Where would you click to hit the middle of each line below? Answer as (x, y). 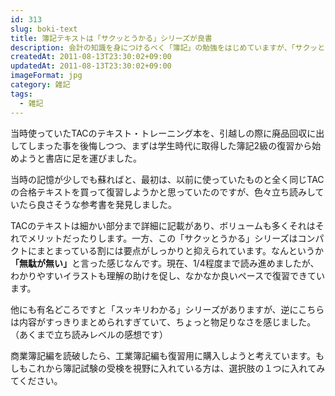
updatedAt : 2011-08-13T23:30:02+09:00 (91, 66)
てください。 (36, 380)
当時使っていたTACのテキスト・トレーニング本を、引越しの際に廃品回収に (163, 133)
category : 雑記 (40, 85)
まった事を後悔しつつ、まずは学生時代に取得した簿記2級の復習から (174, 145)
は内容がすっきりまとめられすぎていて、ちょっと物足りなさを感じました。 (163, 322)
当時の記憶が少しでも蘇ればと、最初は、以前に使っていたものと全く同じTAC (167, 179)
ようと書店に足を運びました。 (80, 158)
